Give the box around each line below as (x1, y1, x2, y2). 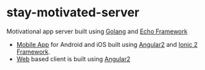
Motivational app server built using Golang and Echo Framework (6, 27, 188, 35)
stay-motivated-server (6, 5, 140, 20)
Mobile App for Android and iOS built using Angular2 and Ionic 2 (16, 40, 198, 48)
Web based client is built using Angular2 (16, 54, 131, 63)
